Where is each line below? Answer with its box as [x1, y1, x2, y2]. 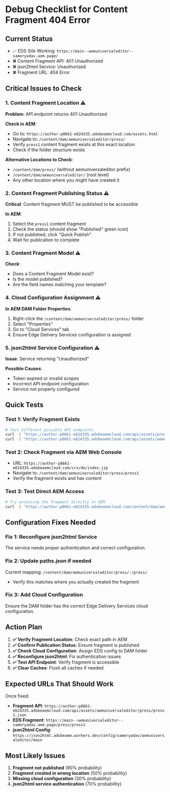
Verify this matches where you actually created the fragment [12, 579, 139, 585]
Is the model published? [12, 276, 63, 282]
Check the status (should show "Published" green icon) [12, 226, 129, 232]
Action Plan [5, 623, 42, 632]
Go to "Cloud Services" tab [12, 326, 69, 332]
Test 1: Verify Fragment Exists [5, 416, 80, 423]
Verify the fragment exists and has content [12, 475, 102, 481]
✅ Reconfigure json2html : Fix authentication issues [12, 653, 121, 659]
